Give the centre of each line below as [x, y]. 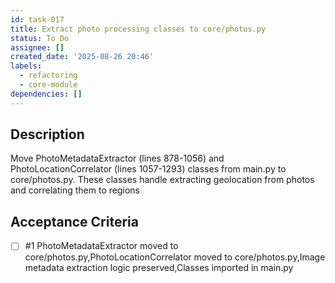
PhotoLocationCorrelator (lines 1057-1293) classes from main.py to [148, 169]
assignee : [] [37, 47]
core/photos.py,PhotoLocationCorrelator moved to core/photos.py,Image [175, 257]
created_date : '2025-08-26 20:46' [82, 57]
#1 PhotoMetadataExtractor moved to [101, 246]
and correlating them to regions [75, 190]
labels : [26, 66]
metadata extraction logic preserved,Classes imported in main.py [159, 268]
